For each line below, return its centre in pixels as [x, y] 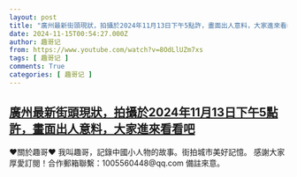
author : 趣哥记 [35, 42]
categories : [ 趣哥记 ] [51, 75]
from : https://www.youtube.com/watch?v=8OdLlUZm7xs [106, 50]
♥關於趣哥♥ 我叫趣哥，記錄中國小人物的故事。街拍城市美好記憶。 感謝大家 [147, 151]
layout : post [33, 17]
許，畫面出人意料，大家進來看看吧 [102, 129]
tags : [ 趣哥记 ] [39, 58]
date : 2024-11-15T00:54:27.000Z [69, 33]
